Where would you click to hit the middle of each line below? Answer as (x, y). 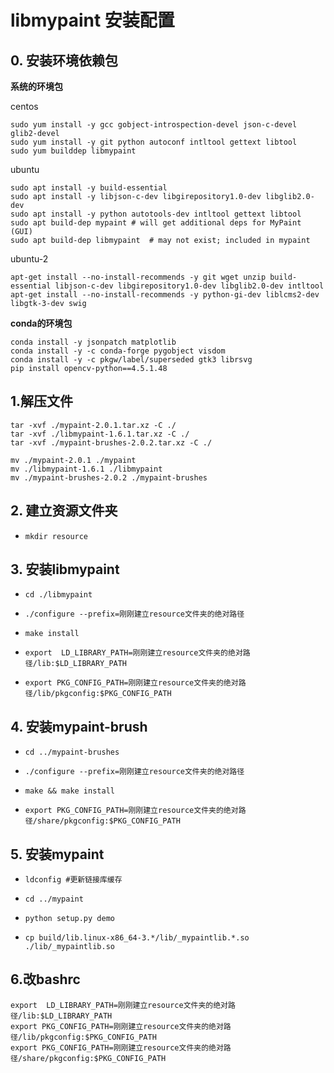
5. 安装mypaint (57, 854)
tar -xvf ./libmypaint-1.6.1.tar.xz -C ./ (100, 434)
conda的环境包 (41, 323)
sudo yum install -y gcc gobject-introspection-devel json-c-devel (154, 125)
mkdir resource (56, 536)
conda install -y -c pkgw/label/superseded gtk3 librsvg (131, 360)
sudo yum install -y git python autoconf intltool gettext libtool (154, 142)
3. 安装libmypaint (65, 569)
